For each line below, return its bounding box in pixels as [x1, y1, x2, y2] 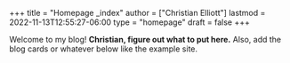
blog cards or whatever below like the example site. [9, 43, 198, 54]
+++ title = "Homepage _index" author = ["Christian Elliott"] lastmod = [9, 8, 266, 18]
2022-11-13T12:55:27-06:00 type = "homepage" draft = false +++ [9, 17, 251, 28]
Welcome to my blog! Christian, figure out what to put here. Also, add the [9, 35, 282, 44]
